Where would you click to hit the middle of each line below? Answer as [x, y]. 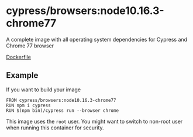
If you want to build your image [43, 90]
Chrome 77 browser [30, 46]
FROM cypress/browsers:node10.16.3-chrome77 [61, 100]
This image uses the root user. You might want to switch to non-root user [94, 121]
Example [22, 75]
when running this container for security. [55, 128]
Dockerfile [18, 57]
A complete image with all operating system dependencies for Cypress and [97, 39]
